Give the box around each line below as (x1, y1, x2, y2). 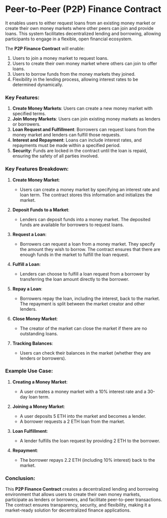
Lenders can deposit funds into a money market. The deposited (19, 216, 151, 222)
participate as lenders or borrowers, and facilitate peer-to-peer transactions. (5, 497, 163, 503)
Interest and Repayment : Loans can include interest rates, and (12, 137, 142, 143)
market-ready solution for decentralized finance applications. (5, 507, 131, 514)
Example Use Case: (5, 368, 53, 375)
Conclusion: (5, 475, 35, 482)
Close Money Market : (12, 315, 58, 322)
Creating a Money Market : (12, 379, 68, 385)
